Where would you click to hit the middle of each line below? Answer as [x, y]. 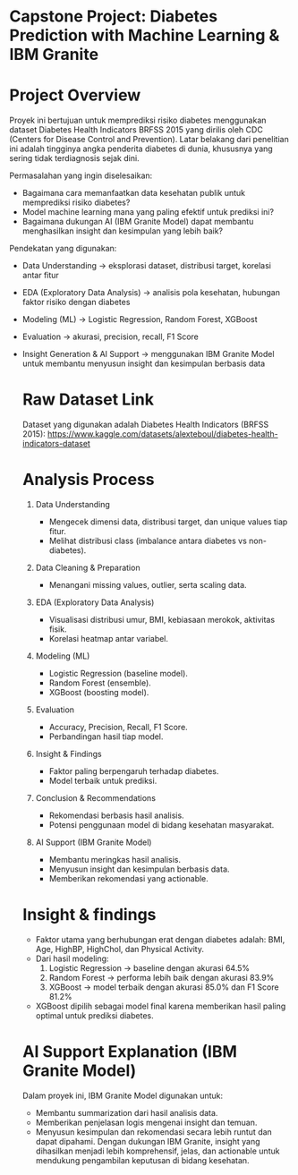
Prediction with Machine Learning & [145, 35]
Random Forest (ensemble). [100, 683]
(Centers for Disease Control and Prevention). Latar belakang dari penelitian [149, 140]
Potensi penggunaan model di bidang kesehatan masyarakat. [162, 825]
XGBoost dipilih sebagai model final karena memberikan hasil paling [161, 1006]
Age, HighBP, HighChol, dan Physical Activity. [119, 949]
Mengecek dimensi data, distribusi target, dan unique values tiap [168, 522]
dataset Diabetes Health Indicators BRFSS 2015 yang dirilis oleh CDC [136, 130]
